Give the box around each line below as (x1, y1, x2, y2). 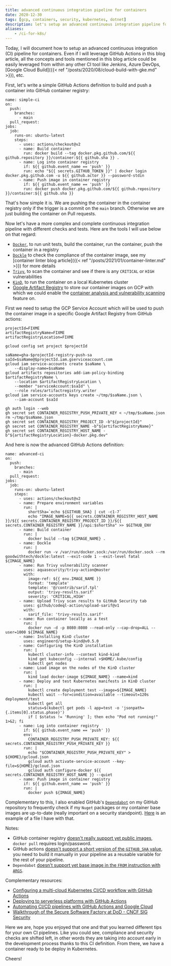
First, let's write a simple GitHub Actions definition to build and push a (5, 82, 152, 88)
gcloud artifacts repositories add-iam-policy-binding (5, 370, 124, 375)
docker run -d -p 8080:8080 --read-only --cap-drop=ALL (27, 625, 149, 630)
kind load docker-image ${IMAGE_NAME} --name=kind (27, 674, 138, 679)
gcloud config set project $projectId (5, 344, 88, 349)
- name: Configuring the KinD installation (18, 643, 113, 648)
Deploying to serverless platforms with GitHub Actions (12, 898, 127, 904)
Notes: (5, 825, 19, 831)
